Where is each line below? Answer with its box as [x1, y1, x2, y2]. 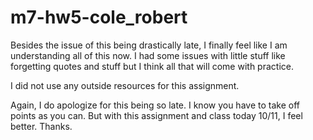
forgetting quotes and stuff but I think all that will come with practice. [10, 60, 294, 72]
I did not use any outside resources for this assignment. [10, 79, 240, 91]
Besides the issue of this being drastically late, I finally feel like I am [10, 39, 288, 51]
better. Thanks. [10, 120, 73, 132]
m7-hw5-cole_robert [10, 6, 188, 29]
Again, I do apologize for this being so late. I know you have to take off [10, 99, 300, 111]
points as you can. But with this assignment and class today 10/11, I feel [10, 109, 303, 121]
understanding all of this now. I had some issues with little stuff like [10, 49, 286, 61]
